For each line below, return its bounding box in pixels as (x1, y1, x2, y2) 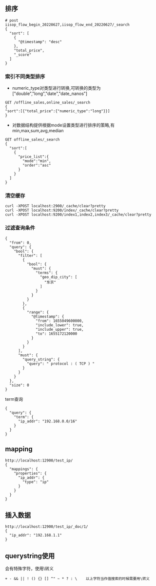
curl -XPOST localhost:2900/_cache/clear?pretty (5, 204, 106, 209)
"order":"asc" (22, 163, 51, 168)
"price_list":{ (18, 154, 49, 159)
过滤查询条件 (5, 224, 36, 231)
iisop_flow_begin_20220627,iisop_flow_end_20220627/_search (5, 22, 130, 27)
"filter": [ (18, 253, 42, 258)
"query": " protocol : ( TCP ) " (26, 361, 95, 366)
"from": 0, (9, 240, 32, 245)
